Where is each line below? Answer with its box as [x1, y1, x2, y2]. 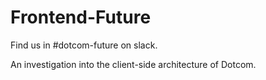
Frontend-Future [10, 6, 152, 29]
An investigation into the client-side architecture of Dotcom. [10, 58, 257, 70]
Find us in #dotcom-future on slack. [10, 39, 158, 51]
